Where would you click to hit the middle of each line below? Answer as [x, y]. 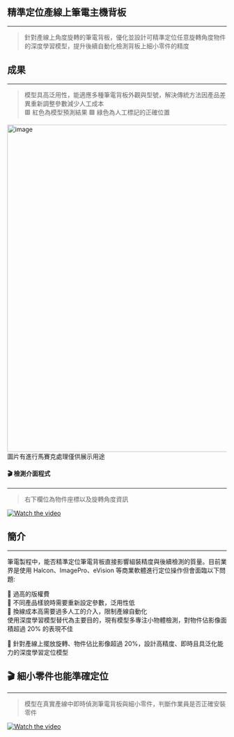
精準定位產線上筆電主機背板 [67, 13]
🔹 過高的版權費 [29, 594]
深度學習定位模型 [44, 652]
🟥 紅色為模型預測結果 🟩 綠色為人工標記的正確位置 [97, 112]
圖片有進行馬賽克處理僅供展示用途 [56, 456]
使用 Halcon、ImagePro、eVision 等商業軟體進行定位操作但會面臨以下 [119, 570]
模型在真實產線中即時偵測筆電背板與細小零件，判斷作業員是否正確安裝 [125, 704]
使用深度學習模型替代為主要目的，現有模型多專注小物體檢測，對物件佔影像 [114, 620]
